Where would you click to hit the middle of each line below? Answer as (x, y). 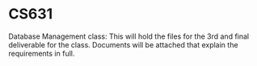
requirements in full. (42, 53)
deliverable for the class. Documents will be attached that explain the (123, 44)
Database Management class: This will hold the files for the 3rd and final (128, 36)
